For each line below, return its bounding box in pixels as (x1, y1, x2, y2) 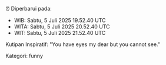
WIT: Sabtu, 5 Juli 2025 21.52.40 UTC (14, 30, 106, 36)
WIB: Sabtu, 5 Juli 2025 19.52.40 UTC (14, 17, 106, 24)
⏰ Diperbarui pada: (5, 5, 52, 12)
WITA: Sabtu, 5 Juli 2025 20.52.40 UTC (14, 23, 110, 30)
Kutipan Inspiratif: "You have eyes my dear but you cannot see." (5, 41, 160, 48)
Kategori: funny (5, 53, 44, 59)
